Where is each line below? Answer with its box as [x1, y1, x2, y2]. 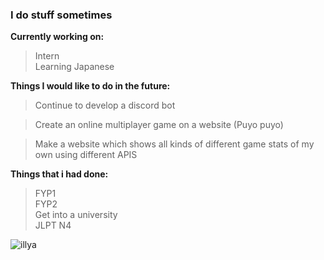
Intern [34, 50, 60, 62]
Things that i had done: [10, 168, 109, 180]
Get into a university [34, 209, 118, 221]
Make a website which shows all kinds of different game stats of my [34, 138, 315, 150]
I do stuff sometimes [10, 8, 113, 22]
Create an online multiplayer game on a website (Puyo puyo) [34, 119, 284, 131]
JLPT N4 [34, 219, 72, 232]
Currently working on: [10, 31, 105, 43]
